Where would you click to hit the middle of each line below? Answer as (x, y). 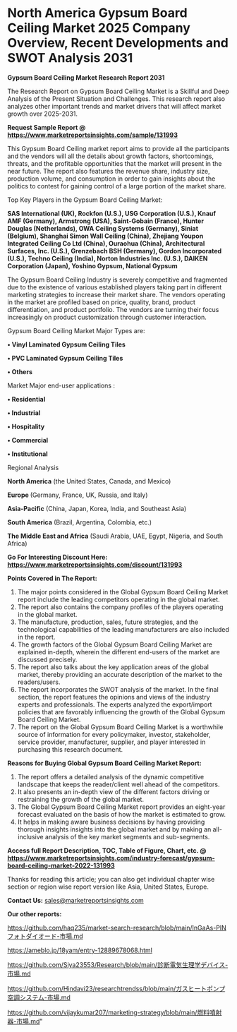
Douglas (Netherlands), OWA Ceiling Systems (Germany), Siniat (103, 228)
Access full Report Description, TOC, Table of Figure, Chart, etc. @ (107, 850)
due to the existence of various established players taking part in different (115, 287)
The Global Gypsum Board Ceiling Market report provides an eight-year (121, 807)
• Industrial (24, 413)
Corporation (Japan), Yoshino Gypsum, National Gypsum (92, 265)
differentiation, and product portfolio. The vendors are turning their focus (113, 309)
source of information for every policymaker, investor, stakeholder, (114, 734)
